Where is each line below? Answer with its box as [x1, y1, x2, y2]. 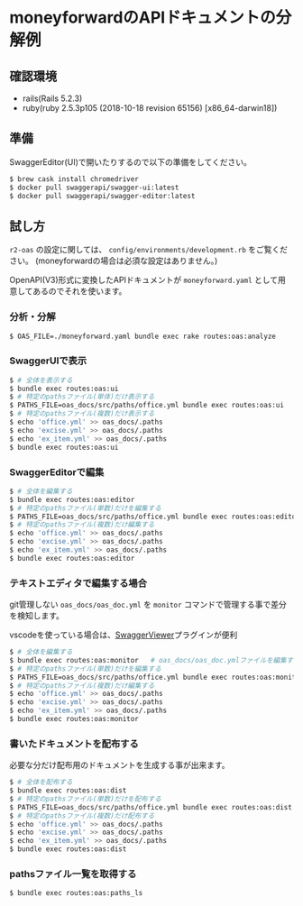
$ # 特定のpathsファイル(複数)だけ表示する [9, 409, 155, 418]
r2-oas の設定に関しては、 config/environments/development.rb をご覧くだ [9, 244, 289, 255]
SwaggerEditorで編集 [9, 465, 105, 478]
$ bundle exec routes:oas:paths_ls [9, 889, 143, 898]
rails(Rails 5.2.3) [22, 93, 83, 104]
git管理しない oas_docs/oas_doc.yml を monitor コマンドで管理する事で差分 [9, 599, 287, 610]
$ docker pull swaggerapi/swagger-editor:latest [9, 191, 196, 200]
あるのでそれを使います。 [32, 286, 127, 297]
